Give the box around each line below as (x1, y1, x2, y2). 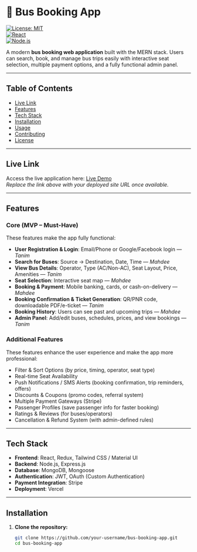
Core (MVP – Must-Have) (6, 221, 79, 229)
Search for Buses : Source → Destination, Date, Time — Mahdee (14, 258, 170, 265)
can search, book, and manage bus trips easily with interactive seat (6, 55, 169, 62)
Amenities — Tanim (14, 271, 62, 278)
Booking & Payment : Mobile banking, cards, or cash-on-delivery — (14, 283, 178, 290)
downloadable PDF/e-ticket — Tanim (14, 302, 104, 309)
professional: (6, 355, 38, 362)
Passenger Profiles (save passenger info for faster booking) (14, 403, 159, 410)
